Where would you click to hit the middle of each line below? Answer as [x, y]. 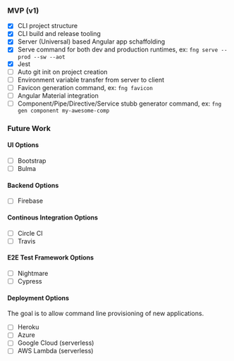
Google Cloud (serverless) [56, 343]
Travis [26, 241]
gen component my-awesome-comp [63, 110]
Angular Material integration [58, 95]
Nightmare [33, 273]
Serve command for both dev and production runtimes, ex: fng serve [118, 50]
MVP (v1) [23, 11]
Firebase [30, 201]
